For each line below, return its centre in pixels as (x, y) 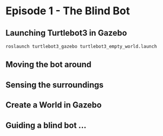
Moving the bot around (49, 64)
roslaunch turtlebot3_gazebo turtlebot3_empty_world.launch (81, 46)
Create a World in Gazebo (54, 105)
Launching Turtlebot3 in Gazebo (66, 33)
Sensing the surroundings (55, 85)
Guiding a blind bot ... (46, 125)
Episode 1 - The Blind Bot (68, 11)
